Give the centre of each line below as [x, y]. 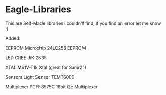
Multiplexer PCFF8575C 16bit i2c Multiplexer [51, 87]
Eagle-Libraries [38, 9]
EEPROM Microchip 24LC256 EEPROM [46, 48]
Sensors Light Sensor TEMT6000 [40, 77]
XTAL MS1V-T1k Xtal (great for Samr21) [46, 67]
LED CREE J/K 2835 [26, 58]
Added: [13, 38]
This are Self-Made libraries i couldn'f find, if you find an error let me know [83, 23]
